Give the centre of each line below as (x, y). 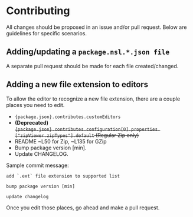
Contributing (38, 11)
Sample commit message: (37, 165)
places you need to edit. (35, 105)
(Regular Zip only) (117, 135)
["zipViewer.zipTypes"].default (54, 136)
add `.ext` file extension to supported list (63, 176)
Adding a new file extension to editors (77, 84)
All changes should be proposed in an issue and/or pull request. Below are (97, 27)
